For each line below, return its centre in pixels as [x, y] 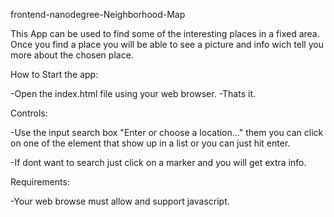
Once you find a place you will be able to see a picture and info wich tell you [167, 44]
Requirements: [40, 182]
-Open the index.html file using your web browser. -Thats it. [133, 93]
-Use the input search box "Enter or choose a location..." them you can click [167, 132]
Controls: [29, 113]
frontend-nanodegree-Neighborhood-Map [98, 14]
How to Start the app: [54, 74]
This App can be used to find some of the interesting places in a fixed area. [165, 33]
